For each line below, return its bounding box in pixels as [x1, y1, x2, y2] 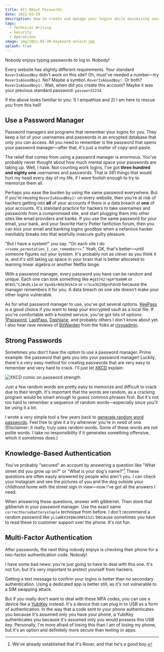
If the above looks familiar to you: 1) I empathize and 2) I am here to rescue [5, 96, 155, 103]
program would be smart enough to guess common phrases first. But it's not [5, 395, 159, 400]
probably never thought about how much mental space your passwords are [5, 160, 157, 165]
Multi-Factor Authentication [5, 534, 92, 542]
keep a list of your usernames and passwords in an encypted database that [5, 134, 157, 140]
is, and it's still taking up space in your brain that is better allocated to [5, 256, 145, 262]
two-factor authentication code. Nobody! [5, 552, 88, 558]
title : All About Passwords [5, 7, 62, 12]
